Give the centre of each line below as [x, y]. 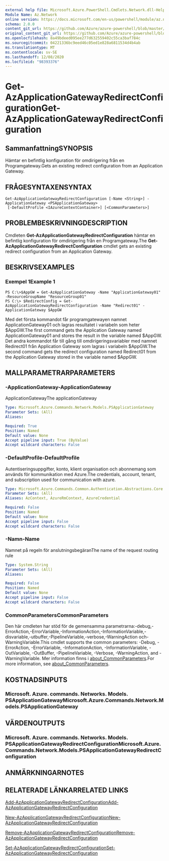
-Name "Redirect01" [120, 306]
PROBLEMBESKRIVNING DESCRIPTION [66, 223]
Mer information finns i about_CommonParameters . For [98, 659]
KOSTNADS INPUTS [36, 680]
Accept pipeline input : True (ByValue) [47, 440]
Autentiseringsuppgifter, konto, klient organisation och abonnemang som [81, 469]
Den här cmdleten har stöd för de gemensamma [55, 626]
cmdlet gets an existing [128, 246]
